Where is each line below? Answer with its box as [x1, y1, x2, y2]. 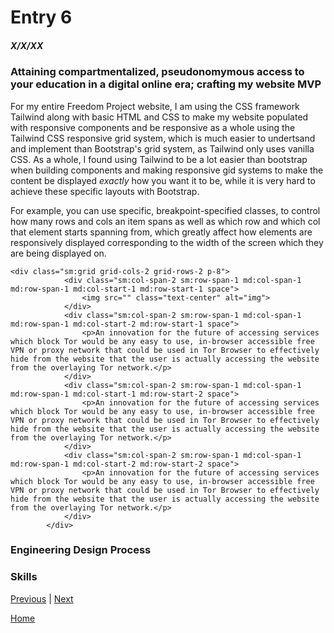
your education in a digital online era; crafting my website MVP [10, 77, 322, 91]
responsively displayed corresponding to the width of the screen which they [10, 236, 324, 248]
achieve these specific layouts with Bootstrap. [10, 185, 200, 197]
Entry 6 [10, 6, 73, 29]
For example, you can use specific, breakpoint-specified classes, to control [10, 204, 321, 216]
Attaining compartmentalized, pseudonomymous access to [10, 65, 305, 79]
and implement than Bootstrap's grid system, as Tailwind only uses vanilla [10, 142, 315, 155]
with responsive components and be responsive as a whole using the [10, 121, 296, 133]
